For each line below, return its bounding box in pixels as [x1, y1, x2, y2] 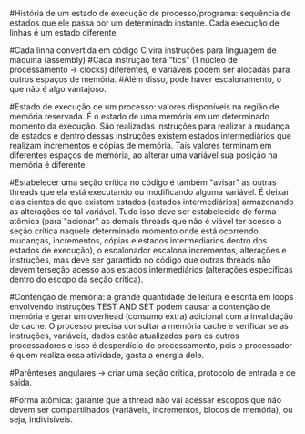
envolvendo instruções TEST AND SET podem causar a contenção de [9, 301, 271, 312]
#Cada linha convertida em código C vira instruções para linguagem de [9, 45, 277, 56]
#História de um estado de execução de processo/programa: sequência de [9, 8, 291, 18]
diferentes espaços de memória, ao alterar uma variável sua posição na [9, 150, 278, 160]
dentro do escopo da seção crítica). [9, 274, 144, 284]
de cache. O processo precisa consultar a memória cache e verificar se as [9, 321, 290, 331]
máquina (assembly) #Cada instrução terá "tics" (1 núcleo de [9, 55, 239, 65]
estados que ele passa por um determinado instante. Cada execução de [9, 17, 280, 28]
